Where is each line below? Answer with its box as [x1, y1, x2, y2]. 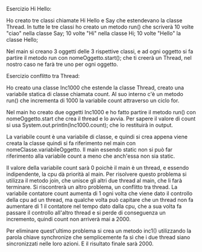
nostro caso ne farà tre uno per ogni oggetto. [6, 60, 119, 68]
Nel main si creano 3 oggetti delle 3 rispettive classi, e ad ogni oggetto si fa [6, 48, 194, 55]
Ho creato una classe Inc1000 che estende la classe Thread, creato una [6, 84, 185, 91]
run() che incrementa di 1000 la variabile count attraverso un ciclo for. [6, 97, 180, 104]
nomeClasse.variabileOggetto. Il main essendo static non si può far [6, 146, 173, 153]
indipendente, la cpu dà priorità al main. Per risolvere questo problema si [6, 170, 187, 178]
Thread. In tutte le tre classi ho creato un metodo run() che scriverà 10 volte [6, 24, 194, 30]
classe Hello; [6, 36, 39, 43]
